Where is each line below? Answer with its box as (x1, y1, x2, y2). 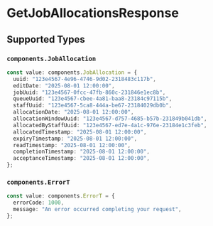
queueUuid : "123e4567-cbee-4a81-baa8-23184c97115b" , (13, 95, 173, 102)
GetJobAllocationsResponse (6, 5, 179, 21)
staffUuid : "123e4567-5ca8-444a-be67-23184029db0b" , (13, 102, 173, 109)
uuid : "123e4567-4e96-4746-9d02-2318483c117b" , (13, 75, 157, 82)
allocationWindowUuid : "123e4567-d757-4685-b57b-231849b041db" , (13, 115, 207, 122)
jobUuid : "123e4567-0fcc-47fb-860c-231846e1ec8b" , (13, 89, 166, 96)
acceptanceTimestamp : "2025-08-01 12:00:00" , (13, 155, 151, 162)
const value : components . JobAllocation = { (6, 69, 138, 76)
